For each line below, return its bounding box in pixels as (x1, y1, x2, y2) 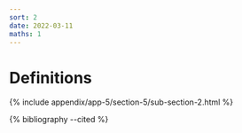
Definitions (9, 67, 93, 88)
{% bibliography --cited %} (9, 114, 109, 125)
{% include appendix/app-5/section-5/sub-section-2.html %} (9, 97, 234, 107)
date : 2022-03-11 (9, 21, 74, 30)
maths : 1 (9, 29, 42, 38)
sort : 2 (9, 12, 38, 22)
